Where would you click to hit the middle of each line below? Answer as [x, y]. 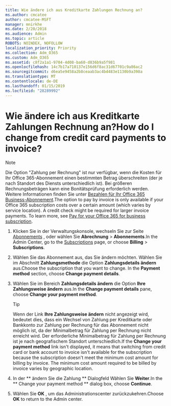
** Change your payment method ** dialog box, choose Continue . [82, 384]
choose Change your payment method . [55, 295]
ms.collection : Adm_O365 [32, 53]
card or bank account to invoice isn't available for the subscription [82, 352]
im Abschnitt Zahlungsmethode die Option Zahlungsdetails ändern [84, 263]
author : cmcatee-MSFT [28, 19]
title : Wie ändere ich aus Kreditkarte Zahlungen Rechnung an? [74, 10]
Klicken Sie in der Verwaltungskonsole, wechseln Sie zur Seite [78, 231]
